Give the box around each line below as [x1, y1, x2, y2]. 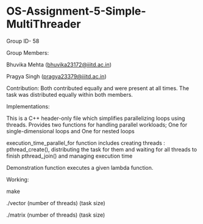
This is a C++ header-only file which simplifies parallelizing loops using [6, 114, 185, 122]
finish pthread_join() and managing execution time [6, 152, 133, 159]
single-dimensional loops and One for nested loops [6, 127, 135, 135]
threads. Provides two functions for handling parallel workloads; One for [6, 121, 188, 128]
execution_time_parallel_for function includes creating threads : [6, 139, 166, 147]
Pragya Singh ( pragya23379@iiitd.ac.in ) [6, 72, 107, 80]
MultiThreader [6, 17, 81, 31]
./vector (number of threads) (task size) [6, 199, 105, 206]
